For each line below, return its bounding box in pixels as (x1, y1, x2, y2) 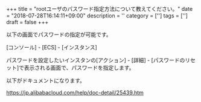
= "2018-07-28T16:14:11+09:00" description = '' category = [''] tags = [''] (6, 12, 188, 19)
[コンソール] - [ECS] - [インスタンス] (6, 44, 98, 51)
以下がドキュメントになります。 (6, 77, 86, 84)
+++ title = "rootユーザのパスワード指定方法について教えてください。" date (6, 5, 193, 12)
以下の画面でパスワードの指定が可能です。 (6, 31, 112, 38)
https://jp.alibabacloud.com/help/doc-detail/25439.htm (6, 89, 144, 96)
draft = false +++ (6, 19, 49, 25)
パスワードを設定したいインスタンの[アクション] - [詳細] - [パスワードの (6, 57, 185, 63)
